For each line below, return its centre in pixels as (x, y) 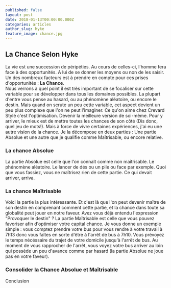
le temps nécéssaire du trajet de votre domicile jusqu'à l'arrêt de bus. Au (82, 240)
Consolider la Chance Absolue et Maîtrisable (62, 270)
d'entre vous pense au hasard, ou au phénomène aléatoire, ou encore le (81, 99)
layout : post (19, 15)
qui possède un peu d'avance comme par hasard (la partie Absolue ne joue (84, 251)
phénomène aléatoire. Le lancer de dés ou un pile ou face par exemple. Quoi (86, 167)
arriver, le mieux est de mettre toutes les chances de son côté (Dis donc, (82, 121)
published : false (24, 10)
